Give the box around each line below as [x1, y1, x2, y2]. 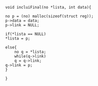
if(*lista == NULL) [5, 32, 46, 37]
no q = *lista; [14, 49, 46, 54]
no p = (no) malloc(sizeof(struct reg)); [5, 14, 94, 19]
